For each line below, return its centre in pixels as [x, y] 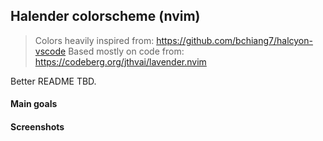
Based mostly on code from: [126, 51]
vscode [50, 51]
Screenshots [37, 127]
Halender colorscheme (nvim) [105, 16]
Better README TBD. [53, 81]
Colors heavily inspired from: [94, 40]
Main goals [34, 104]
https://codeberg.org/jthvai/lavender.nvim [120, 61]
